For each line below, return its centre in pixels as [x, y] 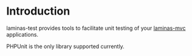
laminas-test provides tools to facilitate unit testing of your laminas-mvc [96, 28]
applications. [22, 34]
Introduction [38, 11]
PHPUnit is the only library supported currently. [65, 46]
